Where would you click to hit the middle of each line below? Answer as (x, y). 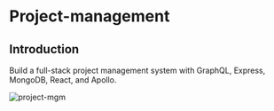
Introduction (44, 49)
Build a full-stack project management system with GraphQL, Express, (137, 70)
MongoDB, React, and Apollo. (63, 80)
